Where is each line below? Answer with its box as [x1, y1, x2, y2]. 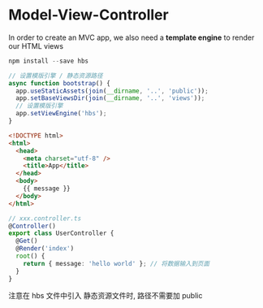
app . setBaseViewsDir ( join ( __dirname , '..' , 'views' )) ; [15, 94, 205, 102]
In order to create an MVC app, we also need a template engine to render [8, 33, 255, 42]
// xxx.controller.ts [8, 214, 82, 223]
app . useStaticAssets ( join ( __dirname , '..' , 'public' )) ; [15, 87, 209, 95]
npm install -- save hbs [8, 57, 89, 65]
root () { [15, 252, 45, 261]
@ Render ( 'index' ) [15, 245, 75, 253]
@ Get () [15, 237, 38, 245]
